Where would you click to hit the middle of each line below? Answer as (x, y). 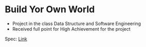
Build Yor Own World (50, 9)
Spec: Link (16, 39)
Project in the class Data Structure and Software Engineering (77, 24)
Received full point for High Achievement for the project (71, 29)
